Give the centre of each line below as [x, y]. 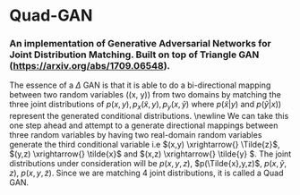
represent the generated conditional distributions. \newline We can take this [149, 116]
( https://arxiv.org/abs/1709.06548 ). [90, 66]
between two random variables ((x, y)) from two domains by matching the [146, 95]
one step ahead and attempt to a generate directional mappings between [144, 125]
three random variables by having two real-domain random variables [136, 135]
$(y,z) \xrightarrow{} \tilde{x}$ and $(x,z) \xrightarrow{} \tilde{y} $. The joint [150, 154]
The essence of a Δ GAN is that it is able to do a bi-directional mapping [140, 85]
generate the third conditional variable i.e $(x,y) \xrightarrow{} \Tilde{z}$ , [145, 145]
